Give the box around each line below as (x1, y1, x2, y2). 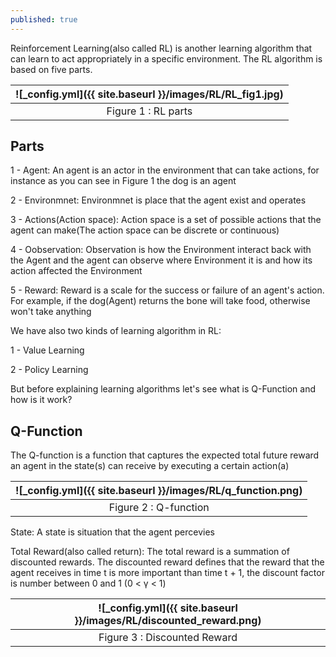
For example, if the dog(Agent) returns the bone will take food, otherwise (10, 295, 311, 307)
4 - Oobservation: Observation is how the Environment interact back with (10, 244, 312, 256)
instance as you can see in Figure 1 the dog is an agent (10, 175, 237, 187)
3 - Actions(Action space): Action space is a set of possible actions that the (10, 214, 322, 226)
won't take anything (10, 306, 92, 318)
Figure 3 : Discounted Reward (98, 631, 238, 645)
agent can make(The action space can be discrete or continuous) (10, 224, 280, 236)
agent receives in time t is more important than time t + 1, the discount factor (10, 567, 325, 579)
